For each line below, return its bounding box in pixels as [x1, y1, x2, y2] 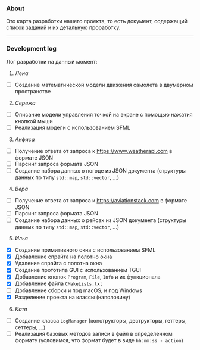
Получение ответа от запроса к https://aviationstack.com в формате [14, 196, 187, 204]
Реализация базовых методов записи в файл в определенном [14, 330, 173, 337]
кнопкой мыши [14, 117, 54, 124]
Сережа [14, 99, 36, 107]
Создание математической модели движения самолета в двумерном [14, 81, 193, 88]
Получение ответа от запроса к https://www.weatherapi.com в [14, 147, 173, 154]
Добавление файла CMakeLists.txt [14, 280, 103, 287]
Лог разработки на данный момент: [6, 58, 98, 65]
